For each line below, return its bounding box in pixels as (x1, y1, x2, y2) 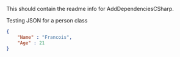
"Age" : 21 (17, 39, 45, 46)
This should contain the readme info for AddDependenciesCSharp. (6, 5, 174, 12)
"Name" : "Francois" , (17, 34, 72, 40)
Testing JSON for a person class (6, 17, 88, 24)
